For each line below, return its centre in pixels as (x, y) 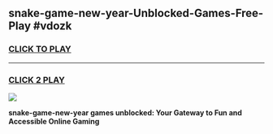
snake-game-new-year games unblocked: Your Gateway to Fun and (125, 112)
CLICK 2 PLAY (37, 80)
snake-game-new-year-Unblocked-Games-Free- (136, 13)
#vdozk (52, 26)
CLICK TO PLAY (40, 50)
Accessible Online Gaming (54, 121)
